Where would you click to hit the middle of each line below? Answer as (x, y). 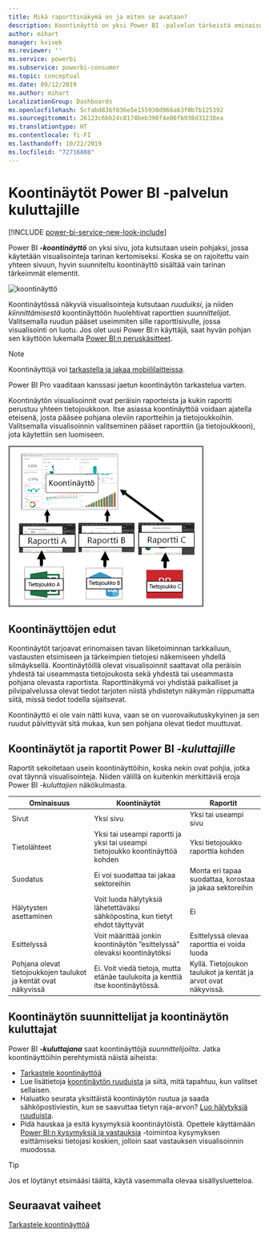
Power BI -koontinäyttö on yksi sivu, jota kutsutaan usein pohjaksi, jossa (128, 248)
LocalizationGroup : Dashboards (60, 101)
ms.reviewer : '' (35, 51)
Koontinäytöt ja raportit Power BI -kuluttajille (122, 749)
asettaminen (32, 916)
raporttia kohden (217, 851)
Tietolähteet (32, 847)
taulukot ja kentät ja (221, 973)
